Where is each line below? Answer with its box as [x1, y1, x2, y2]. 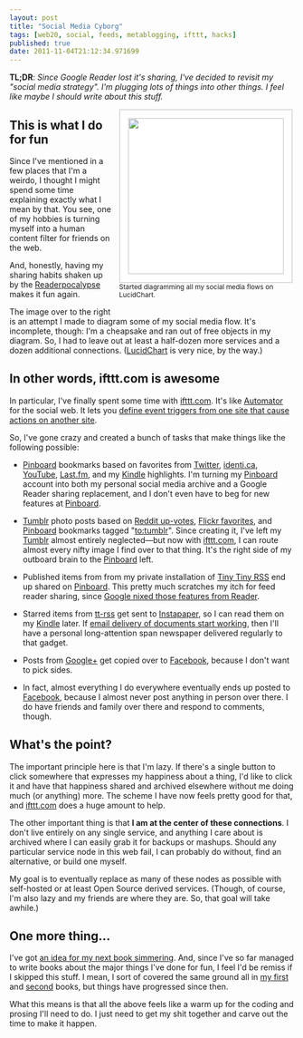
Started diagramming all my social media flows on [118, 283, 274, 292]
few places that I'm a [9, 165, 88, 176]
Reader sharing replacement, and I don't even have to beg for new [22, 488, 270, 499]
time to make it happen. [9, 1018, 98, 1029]
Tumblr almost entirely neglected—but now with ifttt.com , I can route [22, 534, 279, 545]
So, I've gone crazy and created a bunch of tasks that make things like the [9, 432, 287, 442]
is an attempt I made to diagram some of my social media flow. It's [9, 315, 256, 326]
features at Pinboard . [22, 498, 101, 509]
